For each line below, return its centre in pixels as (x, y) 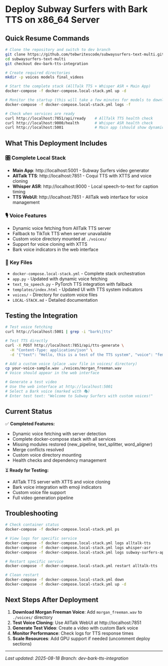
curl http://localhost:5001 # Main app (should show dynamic (85, 128)
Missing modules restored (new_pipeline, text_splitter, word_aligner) (82, 444)
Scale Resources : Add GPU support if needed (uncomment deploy (81, 639)
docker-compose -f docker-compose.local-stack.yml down (64, 580)
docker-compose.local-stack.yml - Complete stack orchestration (79, 273)
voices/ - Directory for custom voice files (55, 295)
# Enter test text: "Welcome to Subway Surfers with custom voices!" (79, 396)
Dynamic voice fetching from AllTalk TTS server (62, 228)
